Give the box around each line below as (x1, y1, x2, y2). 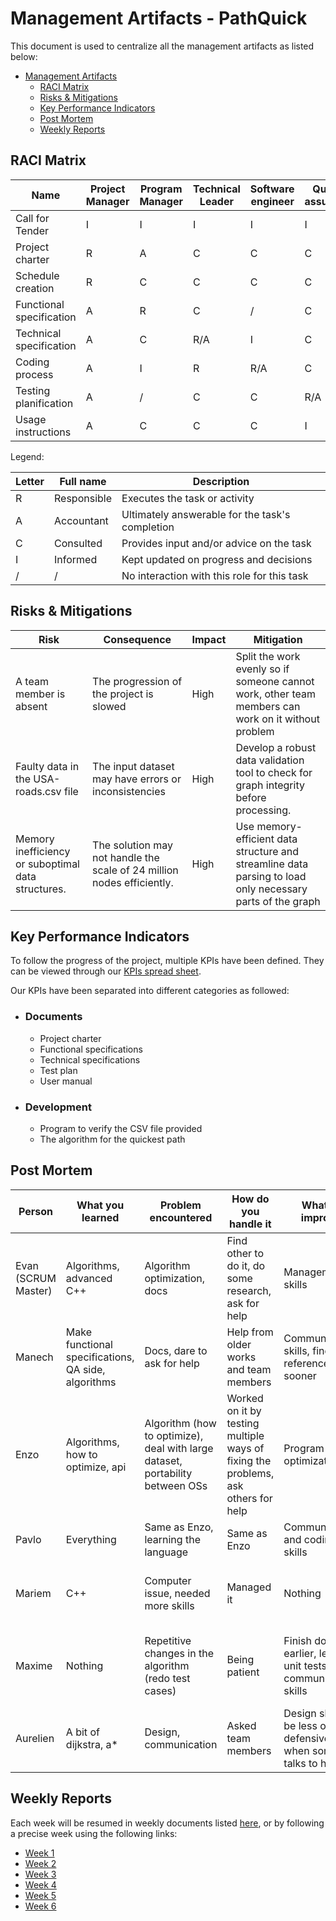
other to (226, 1246, 265, 1260)
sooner (283, 1368, 317, 1382)
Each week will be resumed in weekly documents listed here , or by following (10, 1817, 325, 1829)
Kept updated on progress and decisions (121, 552, 313, 566)
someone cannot (235, 674, 315, 688)
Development (24, 1100, 92, 1114)
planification (15, 396, 74, 410)
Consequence (103, 632, 172, 646)
